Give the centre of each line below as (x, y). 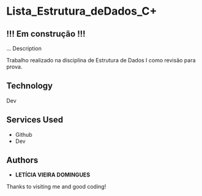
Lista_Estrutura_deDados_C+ (82, 11)
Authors (22, 160)
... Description (24, 48)
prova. (14, 67)
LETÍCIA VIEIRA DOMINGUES (53, 175)
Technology (30, 86)
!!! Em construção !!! (46, 34)
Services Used (35, 120)
